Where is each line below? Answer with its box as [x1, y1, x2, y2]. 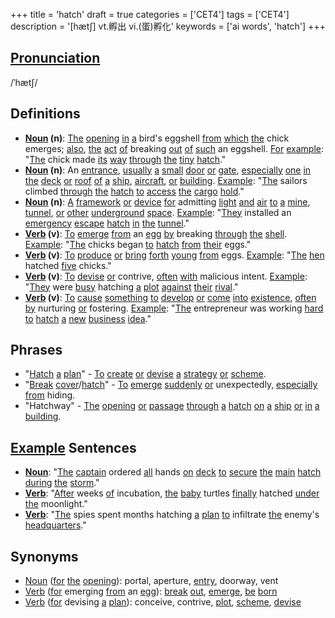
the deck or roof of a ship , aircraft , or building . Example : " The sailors [24, 174, 308, 186]
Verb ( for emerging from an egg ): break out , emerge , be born [24, 585, 278, 598]
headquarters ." [24, 519, 87, 531]
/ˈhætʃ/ [10, 76, 38, 88]
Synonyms [10, 548, 79, 565]
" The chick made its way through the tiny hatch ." [24, 153, 227, 165]
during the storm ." [24, 477, 100, 489]
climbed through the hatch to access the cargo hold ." [24, 185, 245, 197]
